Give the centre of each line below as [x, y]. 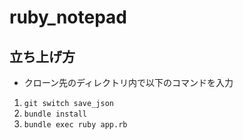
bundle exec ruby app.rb [75, 125]
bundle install [55, 114]
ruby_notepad [68, 17]
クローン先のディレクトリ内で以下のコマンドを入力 [128, 82]
